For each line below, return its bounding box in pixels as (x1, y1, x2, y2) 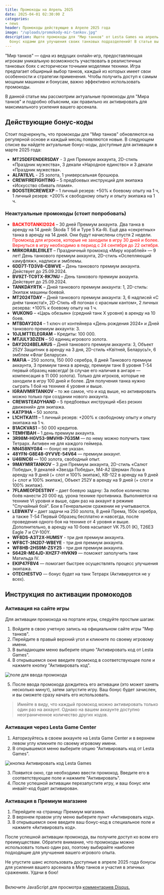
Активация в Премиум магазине (5, 797, 87, 804)
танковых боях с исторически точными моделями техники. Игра (5, 63, 141, 69)
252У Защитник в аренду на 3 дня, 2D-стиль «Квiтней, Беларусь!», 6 (12, 347, 156, 353)
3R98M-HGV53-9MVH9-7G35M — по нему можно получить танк (12, 435, 150, 441)
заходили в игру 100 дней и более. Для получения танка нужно (12, 378, 145, 383)
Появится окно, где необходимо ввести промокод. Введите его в (12, 769, 149, 776)
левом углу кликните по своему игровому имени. (12, 740, 117, 746)
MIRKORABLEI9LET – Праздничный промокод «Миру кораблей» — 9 (12, 247, 156, 253)
